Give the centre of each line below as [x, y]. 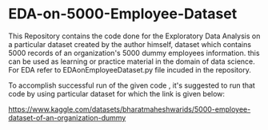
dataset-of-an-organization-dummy [67, 117]
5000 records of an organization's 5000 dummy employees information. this [134, 53]
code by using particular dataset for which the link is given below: [117, 93]
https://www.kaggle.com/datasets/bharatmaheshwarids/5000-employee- [130, 109]
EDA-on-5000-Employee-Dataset [123, 14]
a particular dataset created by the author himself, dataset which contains [130, 44]
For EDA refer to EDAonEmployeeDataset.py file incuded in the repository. [130, 69]
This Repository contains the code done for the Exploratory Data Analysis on [134, 36]
